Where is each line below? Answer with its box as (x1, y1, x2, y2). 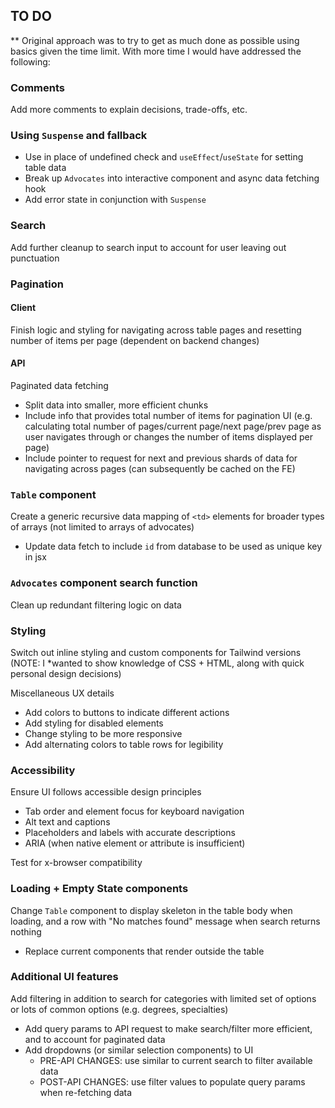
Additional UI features (10, 970, 119, 984)
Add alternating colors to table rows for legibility (24, 738, 224, 750)
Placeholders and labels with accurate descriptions (24, 827, 236, 839)
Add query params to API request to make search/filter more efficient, (24, 1022, 313, 1034)
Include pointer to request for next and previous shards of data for (24, 452, 298, 464)
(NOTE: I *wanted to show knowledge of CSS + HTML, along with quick (10, 657, 305, 669)
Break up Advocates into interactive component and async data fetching (24, 172, 320, 184)
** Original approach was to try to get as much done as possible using (10, 34, 300, 46)
